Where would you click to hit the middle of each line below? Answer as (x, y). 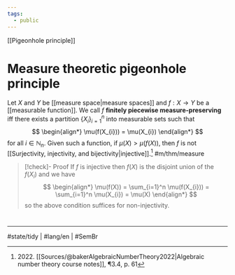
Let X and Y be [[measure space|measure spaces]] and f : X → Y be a (108, 103)
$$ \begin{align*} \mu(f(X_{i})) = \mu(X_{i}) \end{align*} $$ (117, 131)
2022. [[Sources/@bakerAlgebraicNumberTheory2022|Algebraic (111, 257)
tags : (15, 14)
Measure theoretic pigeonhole (97, 68)
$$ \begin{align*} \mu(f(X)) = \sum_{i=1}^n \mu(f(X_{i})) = (126, 187)
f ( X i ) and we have (50, 175)
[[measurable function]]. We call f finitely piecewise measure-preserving (114, 110)
